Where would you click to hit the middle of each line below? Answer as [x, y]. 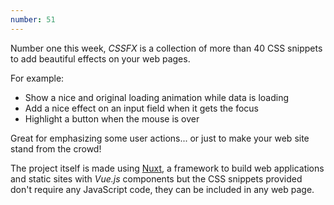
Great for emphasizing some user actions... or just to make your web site [160, 138]
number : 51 [33, 19]
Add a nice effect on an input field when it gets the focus [142, 108]
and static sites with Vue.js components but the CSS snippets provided [156, 178]
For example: [37, 78]
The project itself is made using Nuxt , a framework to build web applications [167, 168]
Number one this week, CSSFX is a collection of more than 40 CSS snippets [166, 48]
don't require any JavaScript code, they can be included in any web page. [162, 189]
